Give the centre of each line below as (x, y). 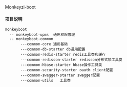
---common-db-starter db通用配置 (53, 49)
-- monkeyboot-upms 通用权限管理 (42, 35)
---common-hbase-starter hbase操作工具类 (61, 65)
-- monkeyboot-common (32, 39)
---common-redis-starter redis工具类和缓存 (63, 55)
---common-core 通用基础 (44, 44)
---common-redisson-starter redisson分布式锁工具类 (71, 60)
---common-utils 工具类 (45, 81)
